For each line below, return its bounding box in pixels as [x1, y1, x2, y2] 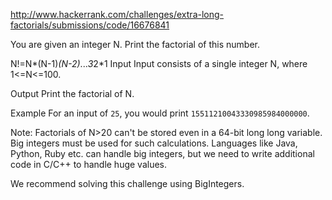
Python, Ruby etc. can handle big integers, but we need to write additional [10, 148, 315, 159]
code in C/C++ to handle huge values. [10, 159, 168, 170]
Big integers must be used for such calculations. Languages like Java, [10, 137, 298, 149]
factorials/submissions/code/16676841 [10, 19, 170, 31]
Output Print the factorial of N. [10, 88, 135, 99]
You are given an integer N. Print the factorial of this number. [10, 39, 260, 50]
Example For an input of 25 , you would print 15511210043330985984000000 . [10, 107, 310, 119]
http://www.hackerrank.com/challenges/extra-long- [10, 9, 225, 20]
